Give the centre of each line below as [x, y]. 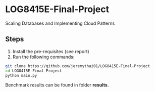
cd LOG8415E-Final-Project [34, 71]
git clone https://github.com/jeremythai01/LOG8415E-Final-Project [78, 66]
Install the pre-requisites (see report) [51, 51]
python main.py [21, 75]
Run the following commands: [43, 57]
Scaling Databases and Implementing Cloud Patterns [60, 23]
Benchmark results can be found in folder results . [57, 85]
